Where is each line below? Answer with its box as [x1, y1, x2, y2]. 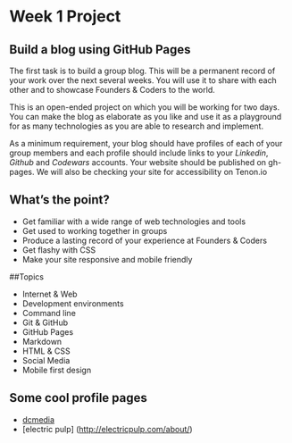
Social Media [21, 355, 71, 365]
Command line [21, 307, 76, 318]
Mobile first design [21, 364, 92, 375]
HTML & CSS [21, 346, 71, 356]
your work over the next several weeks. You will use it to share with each [9, 75, 277, 86]
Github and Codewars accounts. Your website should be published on [9, 157, 266, 167]
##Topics [9, 271, 45, 282]
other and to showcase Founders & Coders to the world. [9, 85, 216, 95]
